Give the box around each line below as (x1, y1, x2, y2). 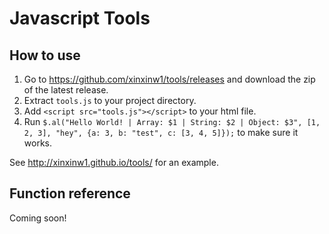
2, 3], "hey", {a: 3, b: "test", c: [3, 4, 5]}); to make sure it (23, 127, 299, 138)
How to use (9, 47, 81, 64)
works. (23, 137, 52, 149)
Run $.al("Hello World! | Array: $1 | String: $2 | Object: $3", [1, (23, 116, 321, 127)
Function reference (9, 185, 131, 202)
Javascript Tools (9, 7, 151, 30)
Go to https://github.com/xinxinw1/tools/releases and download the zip (23, 73, 316, 85)
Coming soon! (9, 212, 67, 224)
